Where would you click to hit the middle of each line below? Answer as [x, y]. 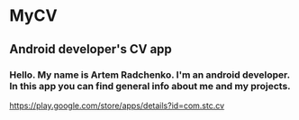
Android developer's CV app [91, 49]
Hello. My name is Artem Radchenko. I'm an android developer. [149, 75]
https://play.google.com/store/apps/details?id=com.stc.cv [117, 106]
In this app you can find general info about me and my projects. [150, 86]
